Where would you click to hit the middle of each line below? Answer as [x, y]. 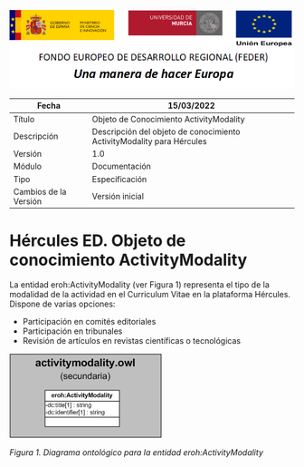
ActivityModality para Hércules [149, 141]
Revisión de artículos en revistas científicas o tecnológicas [132, 341]
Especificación [119, 179]
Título [24, 119]
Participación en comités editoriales [89, 322]
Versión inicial [118, 197]
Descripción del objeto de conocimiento [166, 131]
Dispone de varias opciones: [62, 304]
